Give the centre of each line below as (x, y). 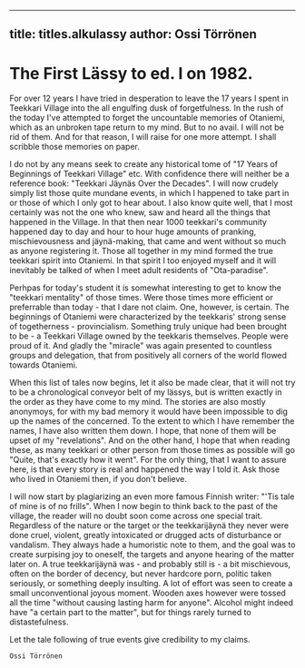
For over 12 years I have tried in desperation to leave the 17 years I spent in (149, 98)
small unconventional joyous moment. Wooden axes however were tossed (148, 593)
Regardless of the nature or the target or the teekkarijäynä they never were (149, 526)
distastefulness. (39, 622)
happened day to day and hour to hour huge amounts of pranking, (133, 231)
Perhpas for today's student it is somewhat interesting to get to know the (145, 288)
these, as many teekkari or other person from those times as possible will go (152, 450)
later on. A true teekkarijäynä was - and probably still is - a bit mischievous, (150, 565)
